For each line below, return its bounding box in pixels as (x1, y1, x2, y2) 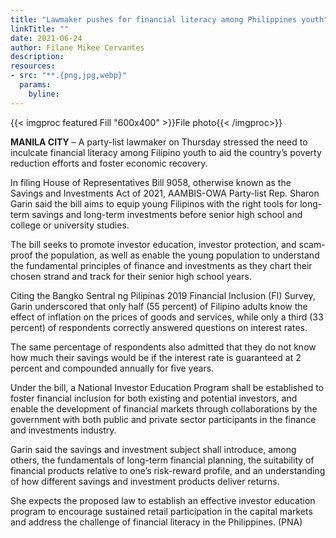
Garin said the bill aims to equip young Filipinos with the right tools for (10, 197, 298, 210)
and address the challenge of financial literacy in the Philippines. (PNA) (10, 516, 303, 528)
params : (19, 80, 52, 90)
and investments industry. (10, 424, 117, 436)
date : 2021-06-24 (10, 33, 83, 43)
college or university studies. (10, 219, 130, 231)
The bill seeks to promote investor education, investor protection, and (10, 238, 297, 250)
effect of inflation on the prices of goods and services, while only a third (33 (10, 311, 324, 323)
